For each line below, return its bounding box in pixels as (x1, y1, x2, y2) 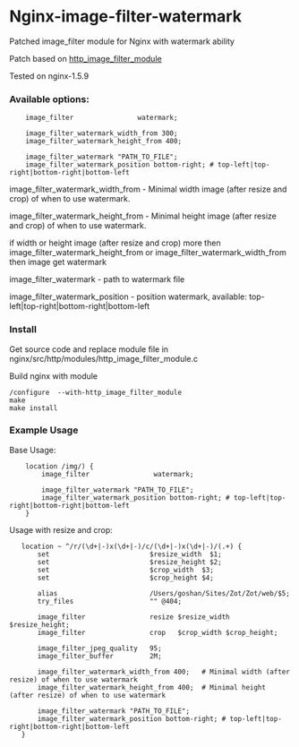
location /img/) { (25, 461, 94, 471)
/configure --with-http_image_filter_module (9, 388, 182, 397)
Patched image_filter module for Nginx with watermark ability (9, 36, 235, 47)
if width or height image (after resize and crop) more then (9, 237, 221, 248)
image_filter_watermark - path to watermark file (9, 274, 185, 285)
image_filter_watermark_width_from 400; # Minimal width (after (37, 667, 291, 676)
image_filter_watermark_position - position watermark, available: (9, 291, 248, 302)
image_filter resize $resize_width (37, 612, 230, 622)
